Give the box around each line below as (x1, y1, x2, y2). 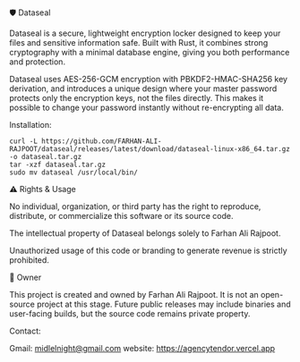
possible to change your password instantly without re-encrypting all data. (9, 102, 284, 113)
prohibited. (9, 255, 49, 265)
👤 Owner (9, 272, 42, 282)
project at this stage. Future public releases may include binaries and (37, 299, 291, 309)
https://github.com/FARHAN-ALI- (41, 137, 163, 146)
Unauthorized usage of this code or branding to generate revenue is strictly (9, 245, 288, 256)
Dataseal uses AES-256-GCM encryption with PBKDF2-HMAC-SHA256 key (9, 74, 288, 84)
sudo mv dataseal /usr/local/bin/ (9, 168, 139, 177)
